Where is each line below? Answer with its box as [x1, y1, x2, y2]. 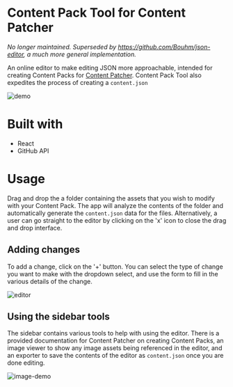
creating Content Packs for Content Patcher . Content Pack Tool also [7, 71, 202, 79]
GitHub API [17, 146, 49, 155]
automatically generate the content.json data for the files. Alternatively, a [7, 209, 218, 217]
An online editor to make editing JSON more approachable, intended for [7, 63, 213, 72]
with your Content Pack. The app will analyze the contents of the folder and [7, 201, 224, 210]
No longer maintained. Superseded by [7, 42, 117, 51]
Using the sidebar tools [7, 311, 110, 323]
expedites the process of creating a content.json [7, 78, 148, 86]
